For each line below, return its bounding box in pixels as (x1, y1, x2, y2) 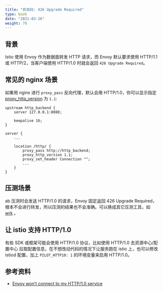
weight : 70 (5, 21, 27, 26)
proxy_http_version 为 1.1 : (5, 96, 58, 102)
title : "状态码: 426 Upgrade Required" (5, 7, 84, 12)
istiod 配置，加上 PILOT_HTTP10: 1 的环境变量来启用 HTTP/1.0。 (5, 252, 132, 258)
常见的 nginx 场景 (5, 76, 58, 84)
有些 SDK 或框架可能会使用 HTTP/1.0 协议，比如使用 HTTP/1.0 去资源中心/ (5, 240, 154, 246)
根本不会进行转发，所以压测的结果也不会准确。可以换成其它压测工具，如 (5, 204, 150, 210)
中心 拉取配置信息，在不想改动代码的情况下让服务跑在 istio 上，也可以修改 (9, 246, 158, 251)
